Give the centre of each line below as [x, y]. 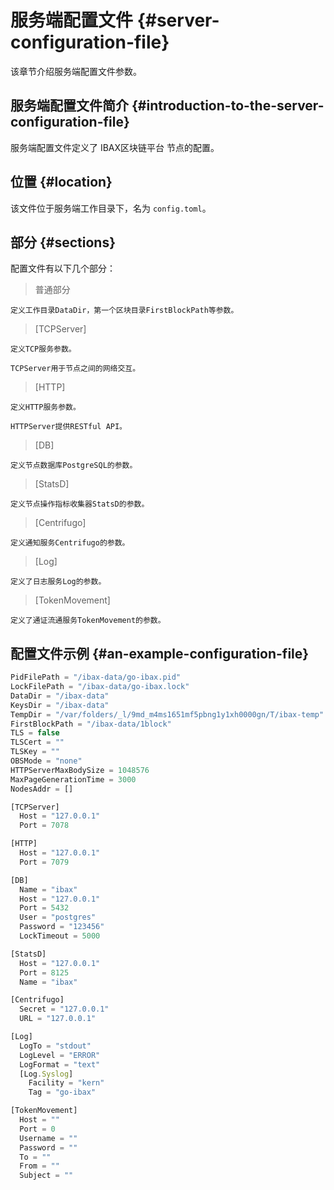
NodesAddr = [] [42, 789]
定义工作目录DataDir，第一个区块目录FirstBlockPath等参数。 [124, 311]
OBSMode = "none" [46, 761]
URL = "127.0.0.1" [58, 1019]
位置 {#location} [61, 182]
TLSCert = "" [37, 742]
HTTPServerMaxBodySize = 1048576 [80, 770]
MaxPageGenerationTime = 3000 [73, 779]
